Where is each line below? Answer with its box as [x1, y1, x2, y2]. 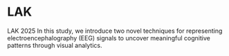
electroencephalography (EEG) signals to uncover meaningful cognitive [7, 33, 211, 42]
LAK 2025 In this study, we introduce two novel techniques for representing [7, 27, 223, 35]
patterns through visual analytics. [7, 41, 102, 49]
